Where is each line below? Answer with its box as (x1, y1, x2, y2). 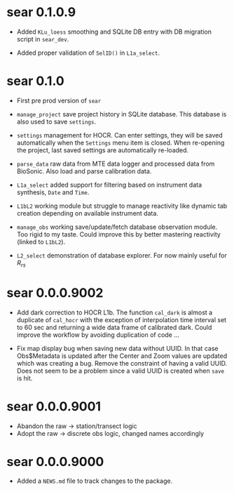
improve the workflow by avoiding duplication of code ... (16, 331, 180, 339)
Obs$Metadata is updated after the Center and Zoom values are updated (16, 352, 228, 360)
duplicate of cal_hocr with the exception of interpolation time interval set (16, 315, 227, 324)
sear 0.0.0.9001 (6, 398, 102, 414)
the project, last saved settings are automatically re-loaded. (16, 145, 189, 154)
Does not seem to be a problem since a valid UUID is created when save (16, 366, 225, 375)
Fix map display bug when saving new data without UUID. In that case (16, 344, 219, 352)
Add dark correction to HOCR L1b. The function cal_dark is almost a (16, 308, 213, 317)
